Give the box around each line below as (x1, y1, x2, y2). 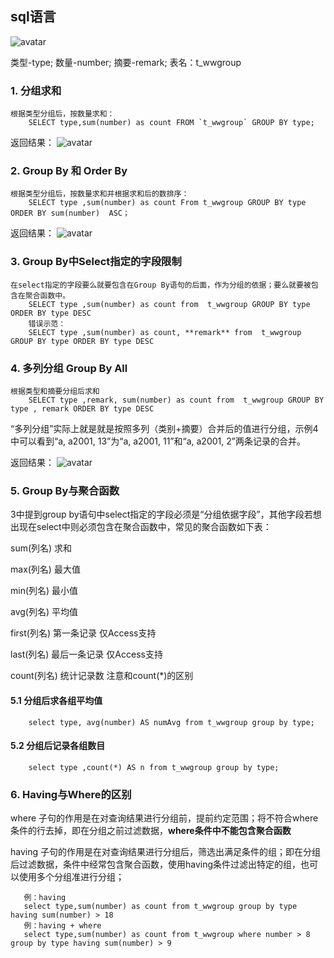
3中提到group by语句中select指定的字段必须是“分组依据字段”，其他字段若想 (10, 508, 322, 521)
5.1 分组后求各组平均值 (10, 694, 103, 706)
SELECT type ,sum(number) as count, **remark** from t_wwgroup (28, 327, 302, 337)
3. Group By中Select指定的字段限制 (10, 255, 182, 269)
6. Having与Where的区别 (10, 787, 132, 801)
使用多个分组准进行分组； (18, 871, 125, 882)
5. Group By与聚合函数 (10, 483, 120, 497)
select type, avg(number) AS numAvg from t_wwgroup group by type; (28, 717, 315, 727)
